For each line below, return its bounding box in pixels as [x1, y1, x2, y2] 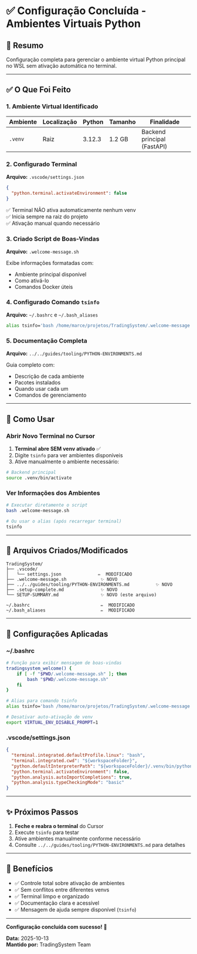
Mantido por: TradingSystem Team [6, 940, 91, 948]
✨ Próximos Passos [6, 807, 79, 817]
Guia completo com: [6, 361, 55, 368]
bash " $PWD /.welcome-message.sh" [27, 676, 109, 682]
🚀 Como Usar [6, 414, 55, 424]
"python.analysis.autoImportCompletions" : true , [11, 774, 133, 780]
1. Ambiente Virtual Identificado [6, 102, 98, 111]
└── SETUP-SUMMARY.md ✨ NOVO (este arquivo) [6, 592, 157, 598]
